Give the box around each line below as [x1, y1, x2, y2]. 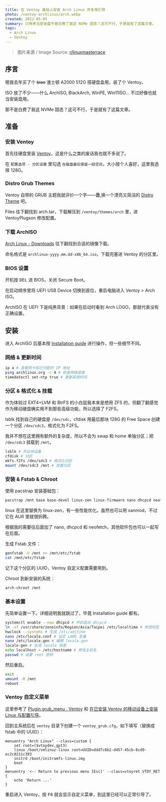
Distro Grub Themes [5, 180, 55, 187]
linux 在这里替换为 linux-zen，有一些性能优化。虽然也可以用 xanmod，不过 [5, 507, 158, 513]
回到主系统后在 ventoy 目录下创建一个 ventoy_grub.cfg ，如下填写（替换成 [5, 722, 155, 729]
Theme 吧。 [5, 198, 30, 204]
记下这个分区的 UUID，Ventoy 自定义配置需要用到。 [5, 565, 111, 571]
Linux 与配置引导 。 [5, 712, 43, 718]
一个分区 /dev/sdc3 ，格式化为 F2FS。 [5, 422, 82, 429]
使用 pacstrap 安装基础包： [5, 488, 61, 494]
